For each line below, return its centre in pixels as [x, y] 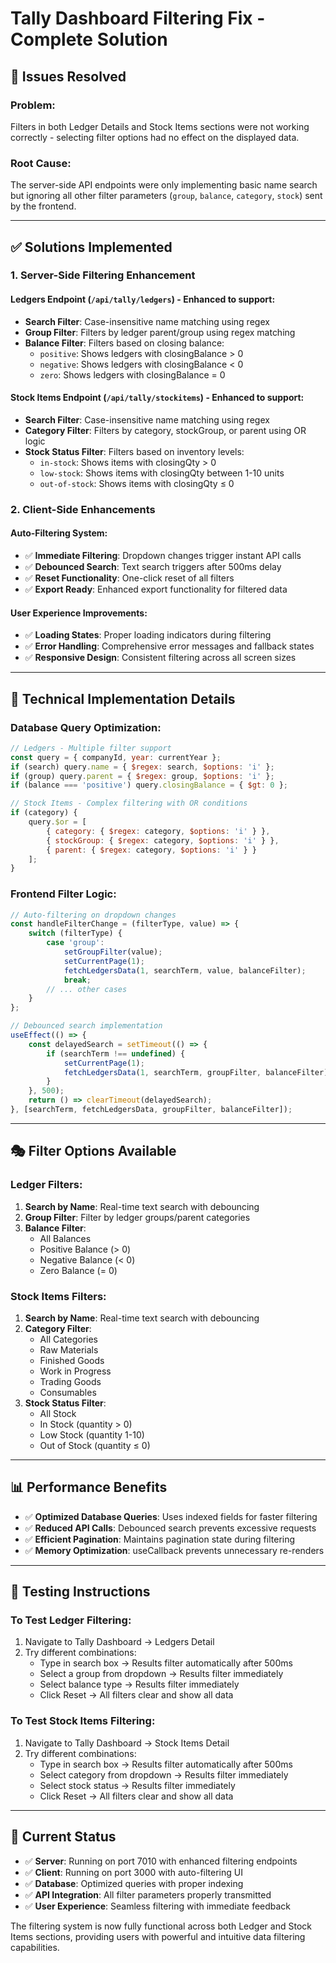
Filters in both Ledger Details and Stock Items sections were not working [160, 126]
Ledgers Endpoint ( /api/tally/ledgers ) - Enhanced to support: [143, 299]
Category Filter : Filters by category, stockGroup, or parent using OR [165, 430]
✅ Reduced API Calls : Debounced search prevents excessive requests [170, 1528]
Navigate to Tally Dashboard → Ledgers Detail [119, 1642]
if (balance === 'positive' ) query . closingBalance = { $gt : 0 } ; [149, 785]
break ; [77, 980]
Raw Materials [69, 1349]
